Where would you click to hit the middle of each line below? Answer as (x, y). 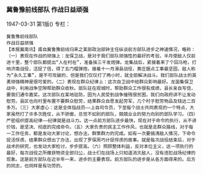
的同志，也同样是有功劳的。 (36, 166)
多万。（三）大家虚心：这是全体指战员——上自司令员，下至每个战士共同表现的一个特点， (98, 108)
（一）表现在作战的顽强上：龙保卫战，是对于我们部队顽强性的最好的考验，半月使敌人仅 (99, 56)
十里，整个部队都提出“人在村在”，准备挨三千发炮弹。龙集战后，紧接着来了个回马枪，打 (104, 63)
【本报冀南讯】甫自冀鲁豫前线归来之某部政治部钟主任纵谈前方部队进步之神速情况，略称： (101, 50)
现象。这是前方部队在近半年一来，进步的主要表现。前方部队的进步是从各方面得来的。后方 (101, 159)
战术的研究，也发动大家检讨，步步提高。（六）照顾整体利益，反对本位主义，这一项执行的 (100, 147)
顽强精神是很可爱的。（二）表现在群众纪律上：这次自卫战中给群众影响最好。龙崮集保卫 (102, 82)
